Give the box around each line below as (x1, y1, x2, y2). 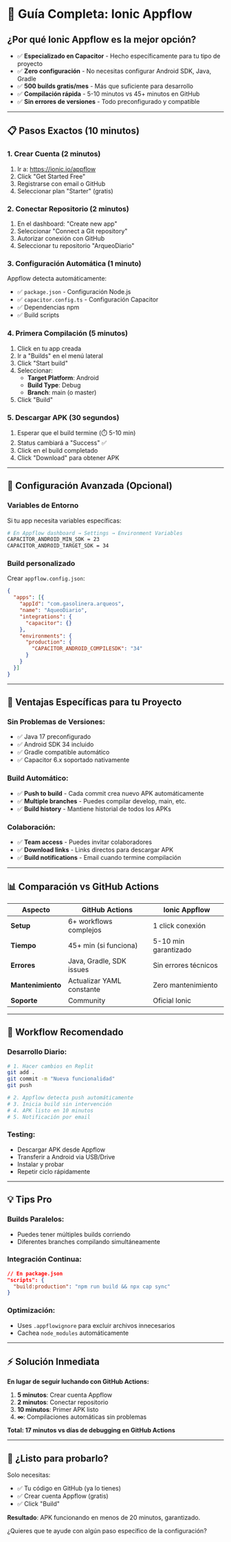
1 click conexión (153, 920, 206, 930)
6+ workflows (67, 916, 113, 926)
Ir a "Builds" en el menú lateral (16, 351, 103, 360)
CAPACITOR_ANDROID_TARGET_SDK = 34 (7, 542, 109, 549)
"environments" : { (19, 633, 72, 640)
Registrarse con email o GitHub (16, 179, 106, 188)
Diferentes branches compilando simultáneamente (16, 1237, 160, 1245)
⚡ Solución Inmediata (7, 1355, 100, 1367)
